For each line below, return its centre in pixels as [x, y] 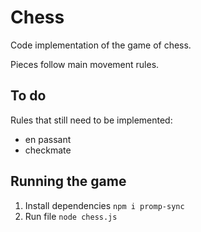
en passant [48, 139]
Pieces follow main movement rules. [85, 64]
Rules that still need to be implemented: [91, 120]
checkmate [48, 150]
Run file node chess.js [71, 216]
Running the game [68, 181]
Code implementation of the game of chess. [101, 45]
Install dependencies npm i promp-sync [104, 205]
